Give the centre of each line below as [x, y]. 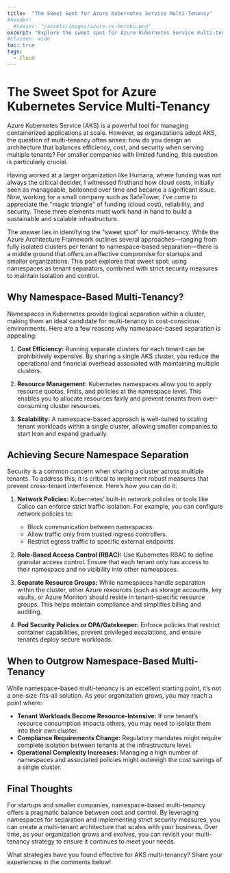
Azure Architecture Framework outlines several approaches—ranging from [112, 239]
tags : [15, 52]
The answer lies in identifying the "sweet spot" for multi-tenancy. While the [113, 232]
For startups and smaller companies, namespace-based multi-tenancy [106, 805]
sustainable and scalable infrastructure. [63, 218]
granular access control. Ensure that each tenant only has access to [113, 562]
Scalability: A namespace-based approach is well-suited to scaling [112, 419]
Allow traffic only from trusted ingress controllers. [97, 534]
